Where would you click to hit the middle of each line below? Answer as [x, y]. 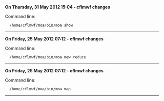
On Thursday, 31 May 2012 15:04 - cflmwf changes [58, 7]
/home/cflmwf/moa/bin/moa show [41, 25]
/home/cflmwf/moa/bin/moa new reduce [48, 57]
